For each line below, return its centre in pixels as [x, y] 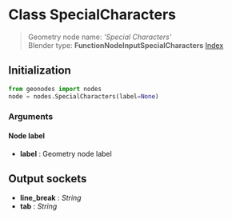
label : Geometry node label [66, 153]
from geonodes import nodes [55, 89]
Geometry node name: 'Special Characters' [100, 37]
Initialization [40, 71]
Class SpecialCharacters [92, 15]
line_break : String [50, 198]
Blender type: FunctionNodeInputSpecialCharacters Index [126, 45]
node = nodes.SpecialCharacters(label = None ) [84, 96]
